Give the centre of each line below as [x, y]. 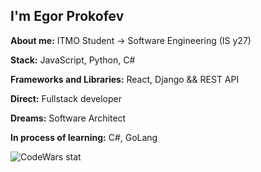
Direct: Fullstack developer [66, 98]
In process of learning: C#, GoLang [84, 137]
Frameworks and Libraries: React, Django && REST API [125, 79]
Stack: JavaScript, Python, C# [73, 60]
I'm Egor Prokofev [67, 16]
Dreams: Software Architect [68, 118]
